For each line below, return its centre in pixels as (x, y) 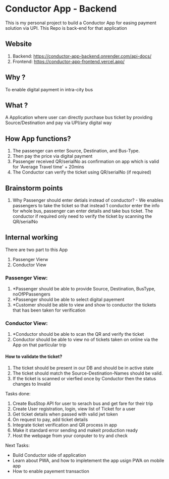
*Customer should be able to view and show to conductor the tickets (84, 305)
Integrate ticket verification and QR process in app (65, 425)
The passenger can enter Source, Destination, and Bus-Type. (76, 151)
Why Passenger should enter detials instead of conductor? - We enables (88, 200)
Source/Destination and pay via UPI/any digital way (59, 123)
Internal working (32, 237)
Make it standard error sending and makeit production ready (75, 430)
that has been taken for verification (49, 310)
